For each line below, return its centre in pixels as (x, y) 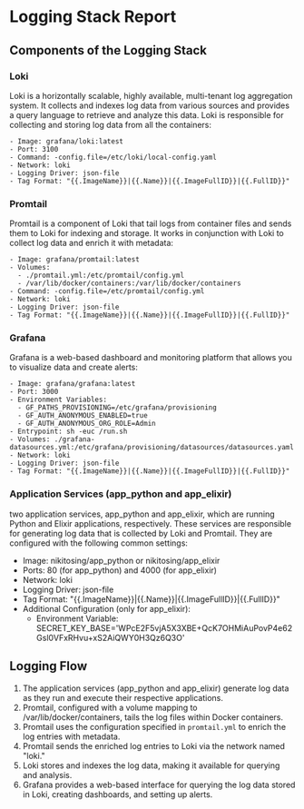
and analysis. (47, 774)
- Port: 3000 (34, 392)
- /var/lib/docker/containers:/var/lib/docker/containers (130, 283)
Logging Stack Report (93, 17)
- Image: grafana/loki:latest (67, 141)
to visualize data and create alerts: (74, 367)
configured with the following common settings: (99, 543)
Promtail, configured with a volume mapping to (110, 707)
